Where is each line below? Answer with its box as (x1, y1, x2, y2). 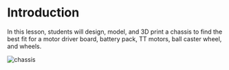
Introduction (7, 5, 80, 21)
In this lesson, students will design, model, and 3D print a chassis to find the (7, 27, 223, 36)
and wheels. (7, 42, 42, 50)
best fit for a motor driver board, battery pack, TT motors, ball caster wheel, (7, 34, 222, 43)
